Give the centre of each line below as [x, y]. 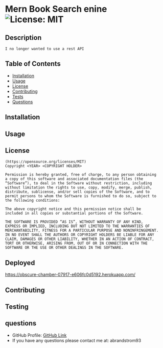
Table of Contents [33, 64]
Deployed [20, 263]
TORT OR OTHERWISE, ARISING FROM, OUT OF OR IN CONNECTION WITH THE [76, 243]
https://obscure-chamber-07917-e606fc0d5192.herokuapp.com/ [70, 275]
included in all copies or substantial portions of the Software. [74, 214]
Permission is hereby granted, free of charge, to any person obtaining [81, 175]
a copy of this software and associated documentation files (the [74, 179]
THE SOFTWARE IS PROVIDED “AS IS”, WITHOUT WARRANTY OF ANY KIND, [74, 222]
